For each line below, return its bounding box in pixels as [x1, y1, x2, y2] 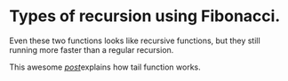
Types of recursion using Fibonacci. [9, 6, 281, 26]
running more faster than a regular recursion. [9, 44, 174, 55]
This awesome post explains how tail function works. [9, 62, 202, 72]
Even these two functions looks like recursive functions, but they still [9, 35, 260, 46]
